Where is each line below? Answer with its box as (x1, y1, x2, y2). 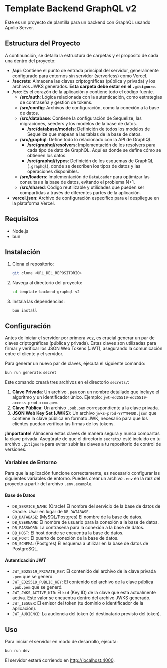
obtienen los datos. (27, 152, 67, 158)
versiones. (5, 446, 27, 452)
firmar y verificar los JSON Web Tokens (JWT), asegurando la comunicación (5, 345, 163, 351)
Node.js (12, 228, 29, 234)
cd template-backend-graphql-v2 (12, 289, 80, 295)
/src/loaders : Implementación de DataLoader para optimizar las (19, 173, 150, 180)
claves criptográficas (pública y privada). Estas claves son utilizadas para (5, 340, 156, 346)
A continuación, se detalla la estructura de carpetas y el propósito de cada (5, 52, 159, 58)
